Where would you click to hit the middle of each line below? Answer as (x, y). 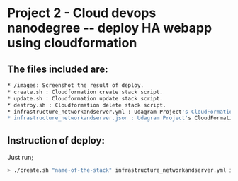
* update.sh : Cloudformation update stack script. (85, 98)
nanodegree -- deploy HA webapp (110, 28)
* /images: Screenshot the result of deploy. (75, 86)
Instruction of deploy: (56, 140)
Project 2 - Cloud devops (82, 13)
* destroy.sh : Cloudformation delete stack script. (87, 105)
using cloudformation (72, 43)
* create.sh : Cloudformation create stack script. (85, 92)
